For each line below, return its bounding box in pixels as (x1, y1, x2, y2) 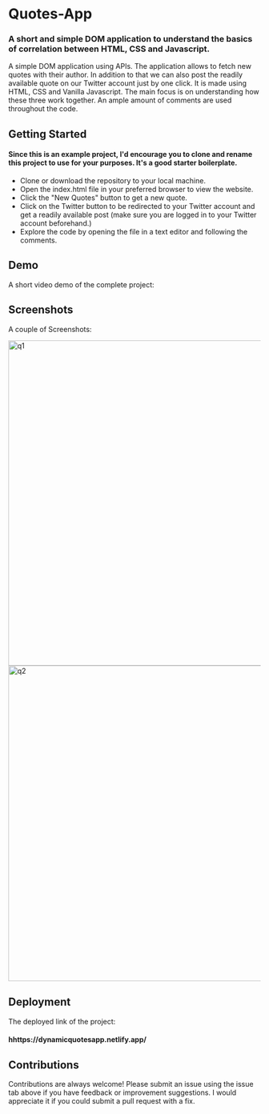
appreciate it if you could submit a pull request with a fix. (8, 1096, 195, 1105)
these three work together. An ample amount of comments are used (8, 95, 232, 105)
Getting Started (8, 127, 87, 141)
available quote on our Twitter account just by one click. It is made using (8, 78, 247, 88)
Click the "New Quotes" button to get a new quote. (19, 193, 188, 202)
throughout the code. (8, 104, 78, 114)
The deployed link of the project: (8, 1016, 116, 1026)
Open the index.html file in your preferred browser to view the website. (19, 185, 254, 194)
